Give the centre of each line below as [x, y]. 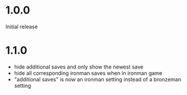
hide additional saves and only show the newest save [79, 67]
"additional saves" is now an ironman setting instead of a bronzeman [97, 79]
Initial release [22, 27]
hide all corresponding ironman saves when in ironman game [88, 73]
